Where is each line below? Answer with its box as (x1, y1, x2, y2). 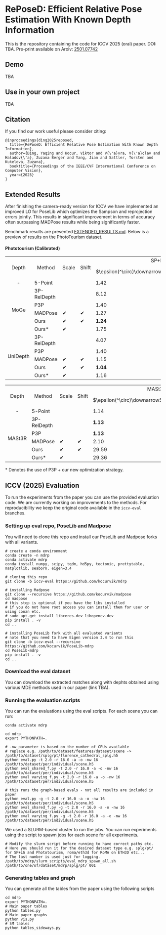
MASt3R (7, 435, 27, 442)
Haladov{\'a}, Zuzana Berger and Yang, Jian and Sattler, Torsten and (5, 155, 154, 160)
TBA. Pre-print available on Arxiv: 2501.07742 (5, 46, 98, 52)
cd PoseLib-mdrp (5, 648, 39, 653)
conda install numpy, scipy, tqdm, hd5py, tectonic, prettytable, (5, 561, 145, 566)
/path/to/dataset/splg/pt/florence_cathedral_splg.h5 (5, 753, 119, 758)
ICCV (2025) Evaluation (5, 481, 80, 490)
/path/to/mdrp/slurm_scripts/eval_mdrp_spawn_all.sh (5, 859, 116, 864)
